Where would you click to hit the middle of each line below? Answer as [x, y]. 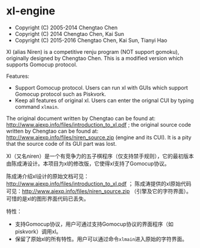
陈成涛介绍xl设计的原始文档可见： [48, 176]
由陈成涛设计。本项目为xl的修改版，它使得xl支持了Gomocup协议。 [88, 163]
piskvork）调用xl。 [38, 231]
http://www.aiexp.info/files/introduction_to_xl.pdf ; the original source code [99, 124]
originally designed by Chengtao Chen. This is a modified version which [95, 58]
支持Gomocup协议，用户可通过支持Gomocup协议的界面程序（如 [94, 224]
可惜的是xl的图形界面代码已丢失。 [48, 198]
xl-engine [31, 11]
